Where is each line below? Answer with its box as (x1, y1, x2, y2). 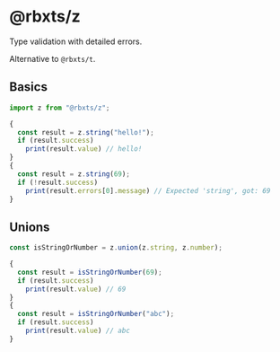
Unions (9, 219, 50, 234)
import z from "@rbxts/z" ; (9, 103, 110, 112)
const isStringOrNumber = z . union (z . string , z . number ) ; (9, 243, 223, 252)
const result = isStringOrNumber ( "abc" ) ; (17, 310, 175, 319)
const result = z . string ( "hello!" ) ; (17, 128, 154, 136)
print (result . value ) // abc (25, 326, 130, 336)
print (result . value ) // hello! (25, 145, 143, 154)
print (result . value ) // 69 (25, 285, 127, 294)
